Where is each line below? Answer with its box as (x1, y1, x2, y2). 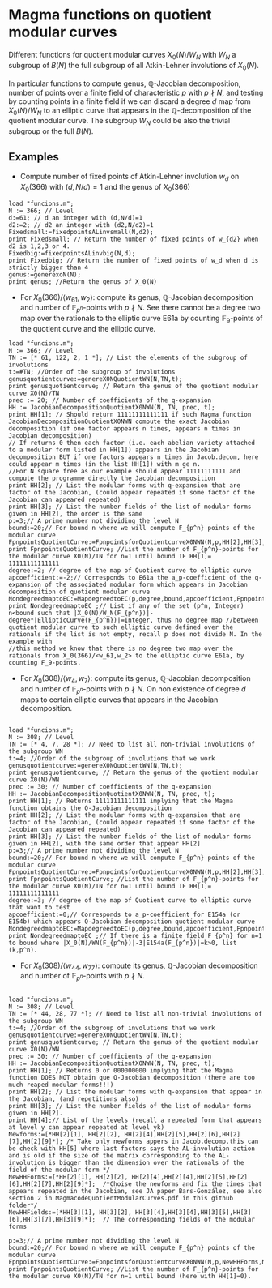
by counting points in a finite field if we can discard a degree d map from (8, 96, 251, 106)
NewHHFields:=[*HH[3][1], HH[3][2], (8, 1209, 132, 1217)
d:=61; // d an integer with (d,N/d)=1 (8, 213, 143, 222)
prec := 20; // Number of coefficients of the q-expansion (8, 396, 212, 404)
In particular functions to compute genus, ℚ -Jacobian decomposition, (8, 79, 241, 88)
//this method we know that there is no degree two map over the (8, 644, 233, 653)
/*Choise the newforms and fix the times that (102, 1180, 263, 1188)
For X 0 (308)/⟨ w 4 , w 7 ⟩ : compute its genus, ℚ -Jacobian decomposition (19, 673, 251, 685)
